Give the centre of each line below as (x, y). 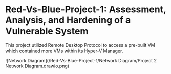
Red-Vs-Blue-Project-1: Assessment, (86, 9)
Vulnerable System (47, 31)
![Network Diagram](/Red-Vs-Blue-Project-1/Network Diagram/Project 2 (81, 60)
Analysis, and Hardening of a (68, 20)
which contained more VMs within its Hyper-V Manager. (64, 51)
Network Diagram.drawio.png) (37, 66)
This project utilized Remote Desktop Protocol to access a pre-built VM (80, 45)
